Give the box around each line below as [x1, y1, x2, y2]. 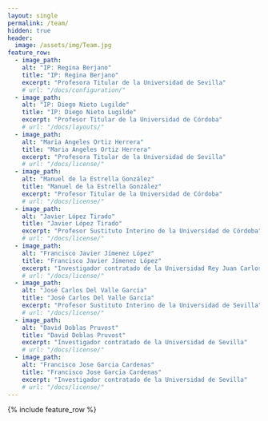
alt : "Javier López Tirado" [22, 212, 115, 220]
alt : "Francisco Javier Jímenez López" [22, 249, 155, 257]
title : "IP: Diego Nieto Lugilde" [22, 109, 137, 117]
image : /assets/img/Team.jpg [14, 42, 112, 50]
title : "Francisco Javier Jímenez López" [22, 256, 162, 264]
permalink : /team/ [7, 19, 69, 27]
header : [7, 34, 34, 42]
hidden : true [7, 26, 51, 34]
